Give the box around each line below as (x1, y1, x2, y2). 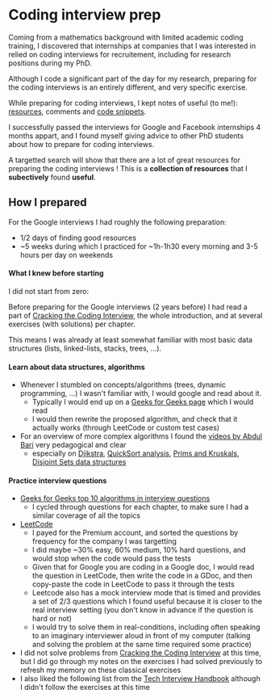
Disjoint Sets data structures (31, 457, 127, 467)
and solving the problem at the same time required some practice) (31, 640, 252, 650)
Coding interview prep (8, 6, 161, 24)
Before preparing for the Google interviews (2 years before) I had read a (8, 301, 248, 312)
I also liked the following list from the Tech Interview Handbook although (19, 674, 261, 683)
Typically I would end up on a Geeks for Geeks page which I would (31, 397, 254, 407)
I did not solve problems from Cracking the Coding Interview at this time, (19, 648, 262, 658)
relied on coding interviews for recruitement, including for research (8, 49, 231, 59)
